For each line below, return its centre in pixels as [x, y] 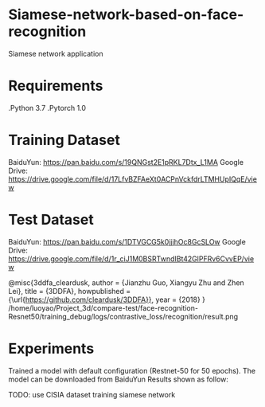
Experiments [51, 348]
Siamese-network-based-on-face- [126, 15]
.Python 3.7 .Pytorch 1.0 [47, 108]
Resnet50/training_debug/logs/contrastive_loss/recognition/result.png [123, 316]
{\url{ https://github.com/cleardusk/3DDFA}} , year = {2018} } [107, 299]
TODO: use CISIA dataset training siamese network [92, 394]
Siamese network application [56, 53]
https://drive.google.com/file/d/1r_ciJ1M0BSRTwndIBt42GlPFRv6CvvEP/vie [131, 258]
